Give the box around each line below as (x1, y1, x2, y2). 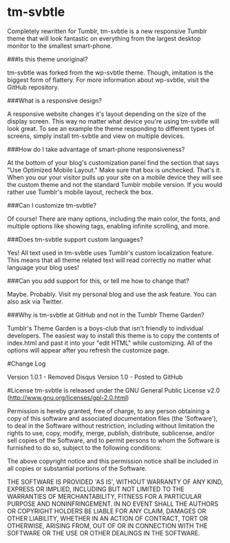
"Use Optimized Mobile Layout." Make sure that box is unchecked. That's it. (7, 166, 222, 174)
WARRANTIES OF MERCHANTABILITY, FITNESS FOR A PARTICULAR (7, 492, 202, 500)
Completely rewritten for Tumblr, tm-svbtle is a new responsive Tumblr (7, 27, 208, 35)
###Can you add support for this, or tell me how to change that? (7, 277, 189, 285)
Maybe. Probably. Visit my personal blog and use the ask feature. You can (7, 290, 217, 298)
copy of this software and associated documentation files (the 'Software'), (7, 414, 218, 422)
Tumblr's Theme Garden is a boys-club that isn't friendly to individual (7, 324, 204, 332)
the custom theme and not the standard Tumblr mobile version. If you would (7, 180, 222, 188)
